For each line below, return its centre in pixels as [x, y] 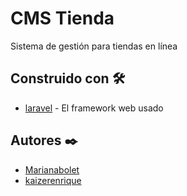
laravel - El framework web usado [94, 108]
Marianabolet [52, 169]
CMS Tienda [62, 18]
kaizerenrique [53, 180]
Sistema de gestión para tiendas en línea [94, 46]
